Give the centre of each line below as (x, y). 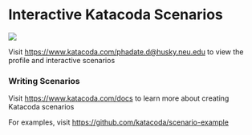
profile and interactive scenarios (62, 60)
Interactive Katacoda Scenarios (116, 15)
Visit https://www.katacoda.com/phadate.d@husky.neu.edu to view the (126, 52)
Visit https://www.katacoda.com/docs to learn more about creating (119, 98)
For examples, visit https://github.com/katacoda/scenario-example (118, 122)
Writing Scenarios (44, 81)
